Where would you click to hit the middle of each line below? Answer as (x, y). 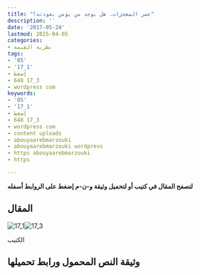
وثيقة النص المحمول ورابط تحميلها (74, 262)
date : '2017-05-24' (36, 27)
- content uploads (35, 133)
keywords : (22, 93)
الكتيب (16, 239)
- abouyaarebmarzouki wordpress (55, 147)
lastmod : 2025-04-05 (38, 34)
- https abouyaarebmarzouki (49, 153)
